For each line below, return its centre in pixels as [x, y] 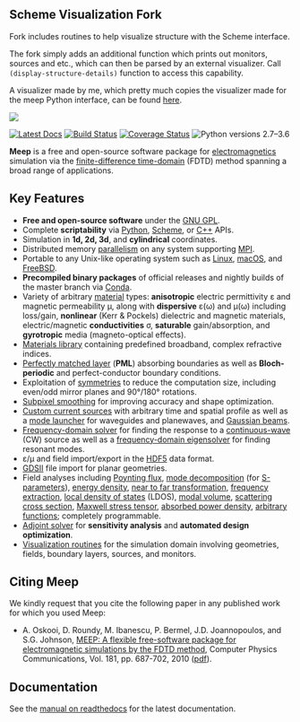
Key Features [47, 199]
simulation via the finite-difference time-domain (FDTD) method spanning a [148, 161]
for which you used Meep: [57, 613]
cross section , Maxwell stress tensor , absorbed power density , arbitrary [154, 506]
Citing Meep [44, 582]
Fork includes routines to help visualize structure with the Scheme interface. [150, 36]
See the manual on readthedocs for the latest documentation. [123, 709]
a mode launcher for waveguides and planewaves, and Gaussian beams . [156, 420]
